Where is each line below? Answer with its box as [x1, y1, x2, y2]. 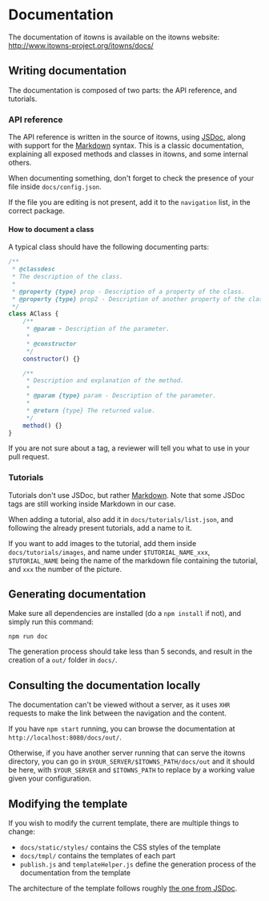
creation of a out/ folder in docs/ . [8, 655, 118, 665]
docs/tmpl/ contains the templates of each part [19, 851, 176, 861]
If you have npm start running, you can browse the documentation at [8, 724, 235, 734]
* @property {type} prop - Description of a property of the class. [11, 287, 246, 296]
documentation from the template [19, 868, 130, 878]
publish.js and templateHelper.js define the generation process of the [19, 859, 256, 869]
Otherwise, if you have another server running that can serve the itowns [8, 748, 246, 758]
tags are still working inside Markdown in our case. [8, 499, 176, 508]
